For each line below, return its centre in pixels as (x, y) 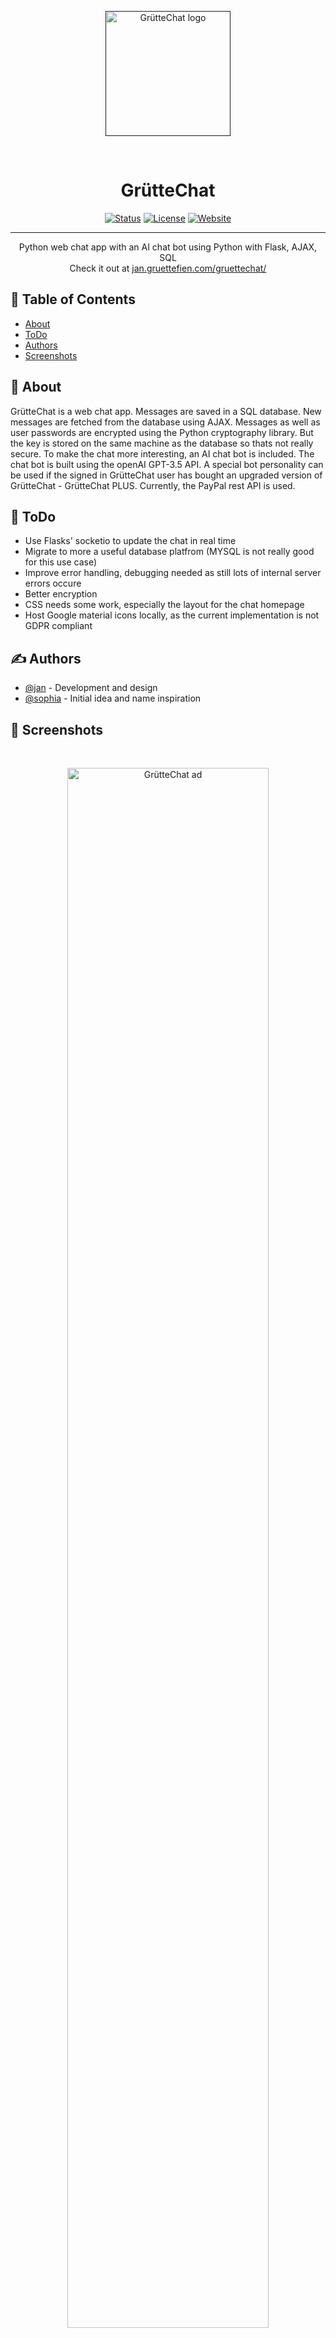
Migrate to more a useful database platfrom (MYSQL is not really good (169, 552)
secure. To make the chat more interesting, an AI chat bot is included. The (162, 453)
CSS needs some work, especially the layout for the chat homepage (164, 605)
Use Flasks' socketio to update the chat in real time (130, 541)
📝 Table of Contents (73, 299)
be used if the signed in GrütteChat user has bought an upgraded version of (166, 475)
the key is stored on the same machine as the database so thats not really (162, 443)
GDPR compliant (58, 626)
